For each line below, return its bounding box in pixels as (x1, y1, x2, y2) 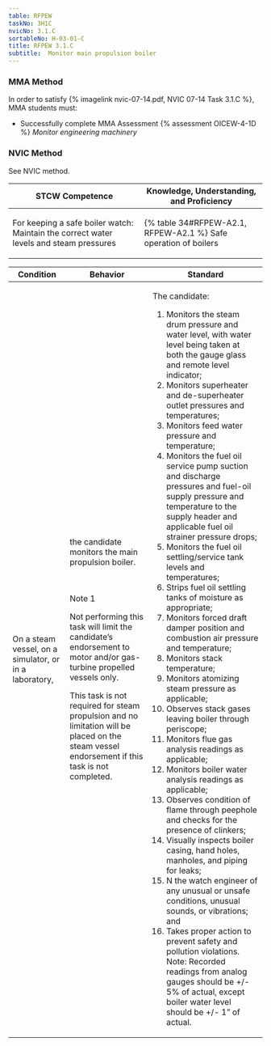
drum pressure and (166, 319, 239, 330)
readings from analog (166, 966, 248, 977)
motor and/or (69, 651, 119, 663)
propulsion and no (69, 709, 139, 721)
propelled (98, 661, 135, 672)
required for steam (69, 700, 140, 711)
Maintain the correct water (12, 227, 113, 239)
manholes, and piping (166, 854, 248, 866)
